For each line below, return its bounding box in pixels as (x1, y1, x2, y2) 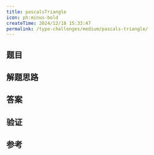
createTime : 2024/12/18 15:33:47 (6, 20, 91, 26)
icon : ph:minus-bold (6, 15, 59, 21)
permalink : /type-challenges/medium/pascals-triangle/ (6, 25, 149, 32)
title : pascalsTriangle (6, 8, 67, 15)
